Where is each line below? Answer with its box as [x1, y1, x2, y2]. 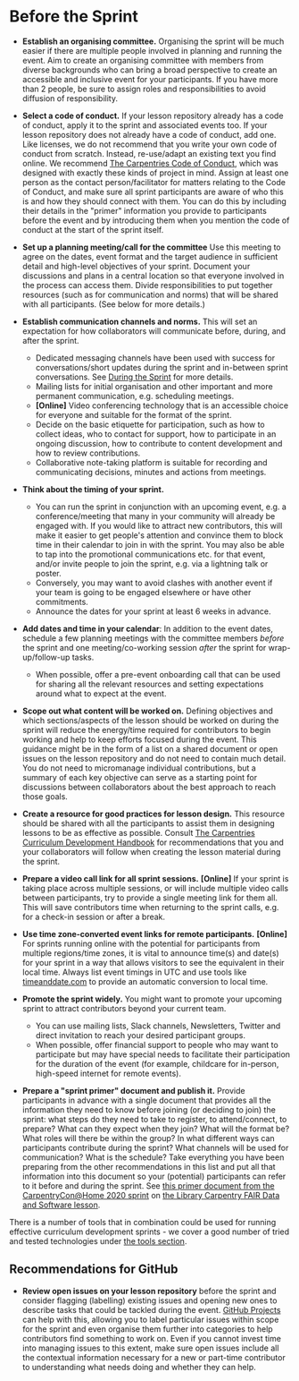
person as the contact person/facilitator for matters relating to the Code [21, 176, 286, 187]
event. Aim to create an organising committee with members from [21, 55, 264, 65]
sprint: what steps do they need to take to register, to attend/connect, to [21, 1113, 287, 1124]
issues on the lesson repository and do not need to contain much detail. [21, 753, 287, 763]
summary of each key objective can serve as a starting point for [21, 771, 257, 782]
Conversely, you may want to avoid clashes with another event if [35, 577, 273, 588]
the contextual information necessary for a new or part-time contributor [21, 1351, 286, 1362]
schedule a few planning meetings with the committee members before [21, 633, 285, 644]
